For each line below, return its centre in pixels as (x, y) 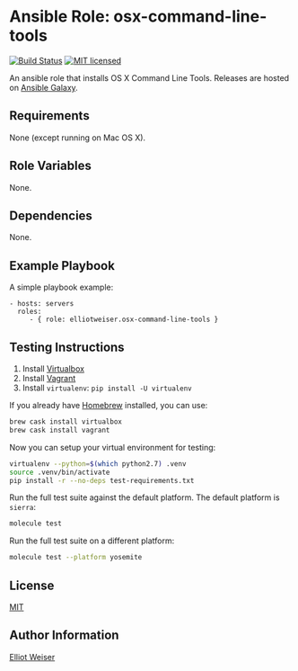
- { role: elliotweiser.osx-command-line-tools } (124, 320)
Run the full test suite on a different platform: (92, 541)
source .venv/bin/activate (60, 472)
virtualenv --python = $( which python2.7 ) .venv (98, 464)
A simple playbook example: (61, 287)
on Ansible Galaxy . (44, 87)
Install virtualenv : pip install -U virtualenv (107, 388)
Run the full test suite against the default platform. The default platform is (145, 497)
